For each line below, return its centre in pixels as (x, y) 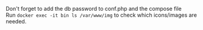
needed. (16, 21)
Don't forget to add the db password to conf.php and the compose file (94, 9)
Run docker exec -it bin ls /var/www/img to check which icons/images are (101, 15)
